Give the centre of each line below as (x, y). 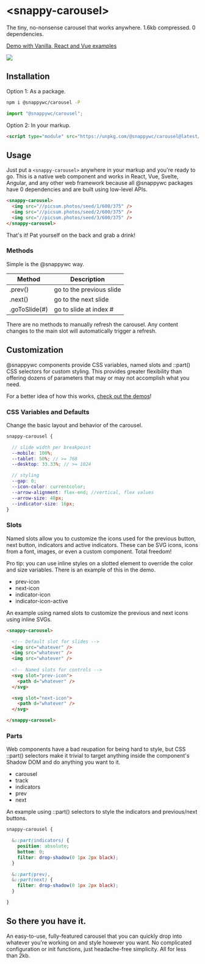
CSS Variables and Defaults (48, 411)
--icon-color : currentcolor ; (49, 487)
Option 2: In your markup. (38, 125)
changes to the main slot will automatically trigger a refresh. (81, 331)
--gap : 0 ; (24, 481)
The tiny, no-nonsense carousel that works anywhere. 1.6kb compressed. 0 (101, 27)
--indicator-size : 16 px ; (43, 504)
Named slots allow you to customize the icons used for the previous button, (101, 538)
